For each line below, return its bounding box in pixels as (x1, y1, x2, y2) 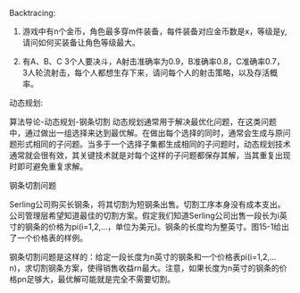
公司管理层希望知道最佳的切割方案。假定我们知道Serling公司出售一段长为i (9, 210, 279, 221)
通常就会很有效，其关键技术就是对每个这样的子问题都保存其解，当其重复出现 (9, 150, 291, 160)
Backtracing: (9, 8, 56, 18)
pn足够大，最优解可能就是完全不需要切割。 (16, 274, 176, 284)
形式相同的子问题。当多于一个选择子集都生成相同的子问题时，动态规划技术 (16, 138, 291, 149)
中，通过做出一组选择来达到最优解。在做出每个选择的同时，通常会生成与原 (9, 128, 283, 138)
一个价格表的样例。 (16, 232, 87, 243)
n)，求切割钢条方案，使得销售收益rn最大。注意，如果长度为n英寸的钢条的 (9, 263, 279, 273)
